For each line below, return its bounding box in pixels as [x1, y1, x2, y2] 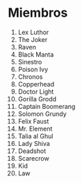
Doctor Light [17, 87, 54, 96]
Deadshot [17, 147, 47, 155]
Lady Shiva [17, 139, 51, 147]
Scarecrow [17, 154, 49, 162]
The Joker [17, 35, 48, 43]
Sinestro [17, 57, 42, 66]
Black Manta [17, 50, 54, 59]
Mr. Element [17, 124, 53, 133]
